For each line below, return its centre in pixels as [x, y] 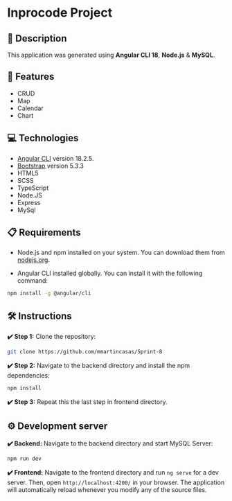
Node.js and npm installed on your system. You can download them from [121, 253]
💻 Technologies [43, 138]
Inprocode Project [60, 13]
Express [29, 202]
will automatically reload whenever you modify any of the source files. [107, 489]
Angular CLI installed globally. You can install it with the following [110, 273]
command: [33, 281]
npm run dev [24, 459]
